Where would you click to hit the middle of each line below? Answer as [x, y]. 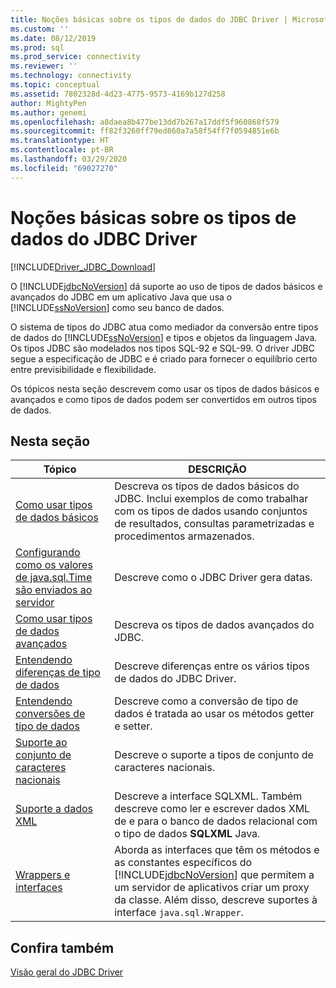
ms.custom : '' [40, 29]
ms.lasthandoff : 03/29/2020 [69, 159]
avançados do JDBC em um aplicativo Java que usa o [121, 297]
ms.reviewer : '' [44, 66]
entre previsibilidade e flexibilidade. [83, 369]
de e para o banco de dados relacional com [216, 821]
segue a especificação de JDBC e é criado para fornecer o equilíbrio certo [164, 358]
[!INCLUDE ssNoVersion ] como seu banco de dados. [117, 307]
